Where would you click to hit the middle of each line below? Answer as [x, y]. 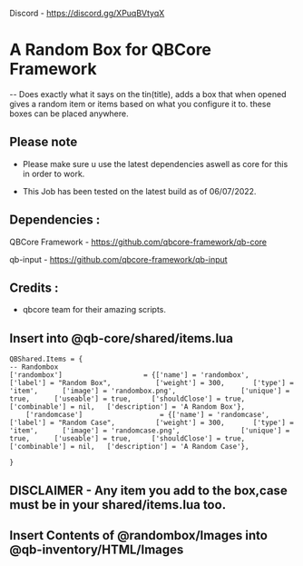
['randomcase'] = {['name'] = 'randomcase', [148, 415]
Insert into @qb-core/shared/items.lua [122, 338]
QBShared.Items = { [46, 359]
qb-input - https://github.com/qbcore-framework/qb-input [119, 259]
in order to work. [54, 174]
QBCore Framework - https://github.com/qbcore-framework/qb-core [138, 242]
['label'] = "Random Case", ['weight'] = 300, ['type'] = [152, 423]
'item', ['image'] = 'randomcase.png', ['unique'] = [150, 431]
